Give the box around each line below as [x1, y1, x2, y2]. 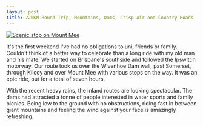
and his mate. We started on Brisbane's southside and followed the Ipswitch [6, 56, 196, 63]
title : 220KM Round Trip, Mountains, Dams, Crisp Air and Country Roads [6, 15, 194, 21]
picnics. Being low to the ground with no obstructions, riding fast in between [6, 99, 197, 107]
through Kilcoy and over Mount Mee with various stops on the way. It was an [6, 68, 198, 76]
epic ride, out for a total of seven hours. [6, 75, 105, 82]
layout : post [6, 8, 39, 15]
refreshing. [6, 113, 34, 120]
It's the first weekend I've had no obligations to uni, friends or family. [6, 43, 178, 50]
